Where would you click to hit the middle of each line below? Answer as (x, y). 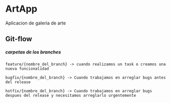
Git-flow (19, 39)
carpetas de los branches (33, 52)
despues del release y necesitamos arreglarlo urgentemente (71, 96)
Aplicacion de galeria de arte (36, 23)
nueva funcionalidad (27, 69)
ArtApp (21, 9)
